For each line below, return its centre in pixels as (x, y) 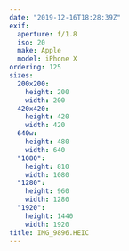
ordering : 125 (36, 68)
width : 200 (45, 100)
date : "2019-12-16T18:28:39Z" (65, 17)
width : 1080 (47, 174)
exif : (19, 26)
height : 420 (47, 117)
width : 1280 (47, 200)
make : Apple (40, 51)
